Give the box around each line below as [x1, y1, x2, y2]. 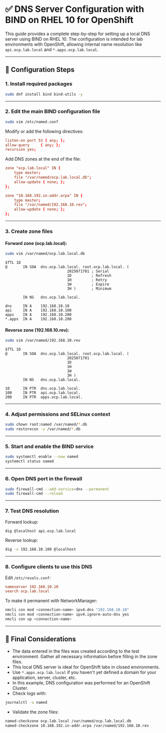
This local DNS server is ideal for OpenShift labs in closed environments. [12, 664, 160, 670]
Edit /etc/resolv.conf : [5, 574, 51, 581]
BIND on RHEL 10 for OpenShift [5, 14, 133, 26]
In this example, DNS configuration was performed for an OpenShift [12, 679, 150, 685]
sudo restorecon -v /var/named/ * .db [5, 427, 81, 432]
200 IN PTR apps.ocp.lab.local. [5, 395, 83, 400]
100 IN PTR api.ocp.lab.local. [5, 390, 81, 395]
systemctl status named [5, 459, 54, 464]
